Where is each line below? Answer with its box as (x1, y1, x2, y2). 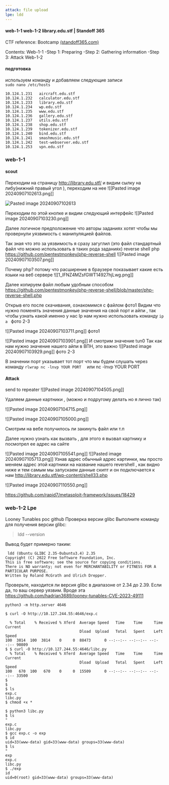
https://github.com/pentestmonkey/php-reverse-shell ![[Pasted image (5, 251, 150, 257)
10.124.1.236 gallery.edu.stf (5, 113, 73, 118)
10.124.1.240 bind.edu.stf (5, 131, 66, 136)
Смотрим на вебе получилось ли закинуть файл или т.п (5, 426, 125, 432)
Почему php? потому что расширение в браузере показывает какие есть (5, 267, 163, 273)
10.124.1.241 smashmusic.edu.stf (5, 135, 80, 141)
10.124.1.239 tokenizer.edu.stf (5, 126, 78, 132)
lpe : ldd (5, 12, 24, 17)
